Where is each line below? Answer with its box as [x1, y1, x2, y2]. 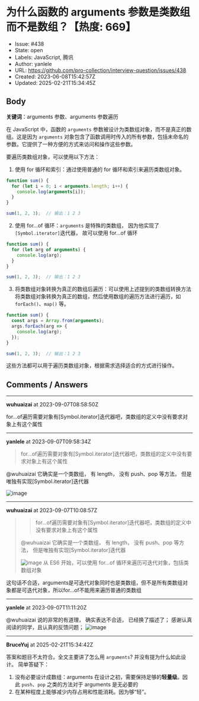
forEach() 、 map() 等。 [14, 301, 69, 308]
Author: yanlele [14, 60, 52, 67]
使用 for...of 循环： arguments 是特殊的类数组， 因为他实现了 [14, 222, 160, 229]
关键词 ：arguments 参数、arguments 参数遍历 [6, 113, 118, 120]
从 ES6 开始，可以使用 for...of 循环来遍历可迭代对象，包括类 [43, 559, 190, 566]
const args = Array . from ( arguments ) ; [11, 318, 105, 324]
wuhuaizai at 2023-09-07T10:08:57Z [6, 507, 98, 514]
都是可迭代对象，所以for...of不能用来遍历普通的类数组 [11, 586, 142, 594]
